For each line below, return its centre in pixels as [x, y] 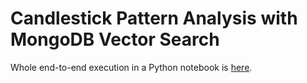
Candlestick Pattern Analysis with [154, 18]
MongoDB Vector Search [115, 39]
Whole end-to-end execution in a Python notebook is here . [131, 67]
